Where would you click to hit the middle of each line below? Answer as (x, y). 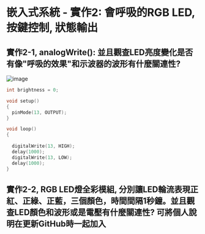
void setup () (23, 101)
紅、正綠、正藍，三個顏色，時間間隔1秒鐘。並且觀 (101, 201)
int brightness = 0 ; (33, 90)
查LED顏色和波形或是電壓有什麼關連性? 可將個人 (98, 212)
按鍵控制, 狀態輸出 (52, 28)
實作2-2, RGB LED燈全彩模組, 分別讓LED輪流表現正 (102, 189)
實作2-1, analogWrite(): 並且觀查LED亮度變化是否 (100, 52)
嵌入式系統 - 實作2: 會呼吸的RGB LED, (101, 13)
